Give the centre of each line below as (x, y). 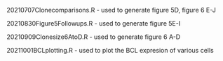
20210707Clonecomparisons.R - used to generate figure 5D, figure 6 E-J (111, 10)
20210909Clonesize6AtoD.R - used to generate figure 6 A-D (94, 37)
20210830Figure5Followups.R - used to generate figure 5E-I (94, 23)
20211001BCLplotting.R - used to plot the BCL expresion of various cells (110, 50)
